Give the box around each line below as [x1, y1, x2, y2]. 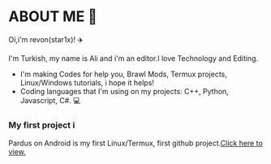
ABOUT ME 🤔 [8, 7, 97, 26]
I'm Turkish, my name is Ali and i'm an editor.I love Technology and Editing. [8, 53, 259, 63]
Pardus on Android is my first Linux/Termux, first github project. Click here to [8, 138, 264, 149]
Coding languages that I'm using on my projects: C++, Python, [19, 86, 229, 96]
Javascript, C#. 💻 [19, 95, 81, 105]
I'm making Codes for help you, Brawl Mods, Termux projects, [19, 69, 227, 79]
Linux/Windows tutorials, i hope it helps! [19, 77, 154, 88]
